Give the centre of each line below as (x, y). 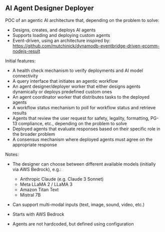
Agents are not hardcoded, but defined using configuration (73, 224)
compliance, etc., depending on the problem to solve (73, 123)
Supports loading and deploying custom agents (61, 35)
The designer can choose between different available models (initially (84, 164)
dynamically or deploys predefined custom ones (62, 91)
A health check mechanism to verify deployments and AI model (78, 70)
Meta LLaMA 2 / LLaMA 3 (46, 184)
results (19, 113)
